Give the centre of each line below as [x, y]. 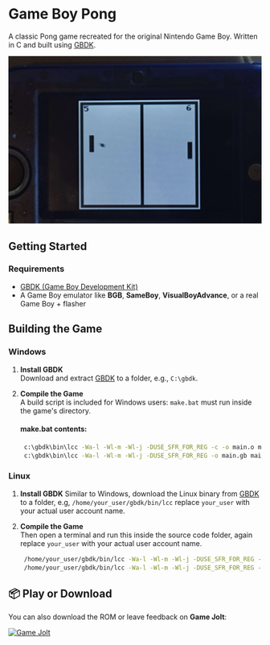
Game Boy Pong [63, 14]
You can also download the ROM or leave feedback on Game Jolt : [118, 617]
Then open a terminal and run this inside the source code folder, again [136, 535]
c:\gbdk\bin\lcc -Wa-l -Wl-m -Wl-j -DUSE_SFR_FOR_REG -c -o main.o [139, 447]
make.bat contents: [53, 429]
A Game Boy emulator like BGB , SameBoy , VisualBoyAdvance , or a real [139, 295]
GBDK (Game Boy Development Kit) [79, 286]
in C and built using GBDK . [52, 44]
